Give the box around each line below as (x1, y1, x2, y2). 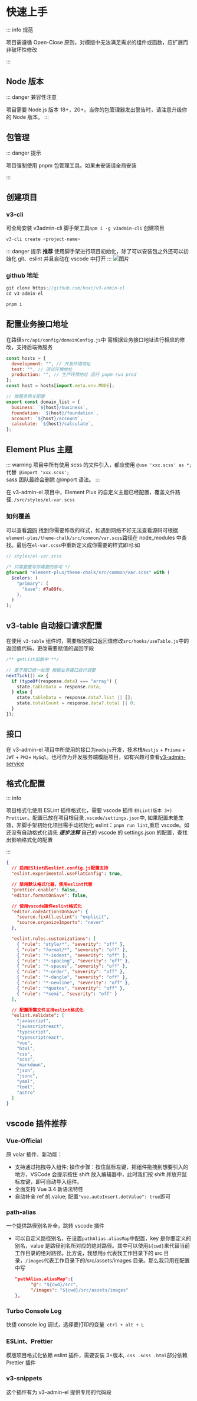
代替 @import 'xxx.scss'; (6, 469, 70, 476)
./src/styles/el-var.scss (11, 497, 75, 503)
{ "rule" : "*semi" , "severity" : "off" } (17, 991, 117, 997)
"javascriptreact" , (17, 1023, 65, 1030)
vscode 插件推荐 (6, 1118, 67, 1128)
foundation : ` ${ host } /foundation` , (11, 410, 99, 416)
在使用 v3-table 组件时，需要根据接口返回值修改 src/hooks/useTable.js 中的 (6, 637, 189, 645)
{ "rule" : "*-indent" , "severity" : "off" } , (17, 952, 128, 958)
